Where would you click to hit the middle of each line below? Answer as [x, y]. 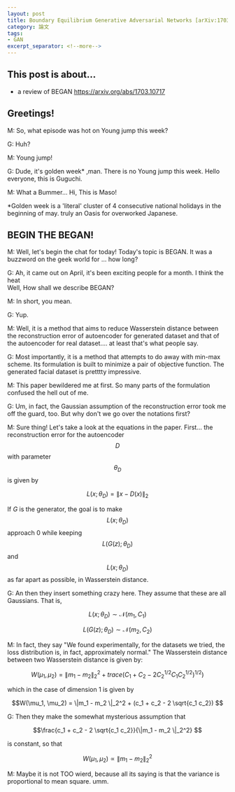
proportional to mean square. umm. [58, 781]
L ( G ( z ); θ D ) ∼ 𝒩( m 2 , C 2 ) [117, 631]
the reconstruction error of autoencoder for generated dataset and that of [113, 336]
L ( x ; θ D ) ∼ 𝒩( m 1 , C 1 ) [117, 615]
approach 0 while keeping [45, 532]
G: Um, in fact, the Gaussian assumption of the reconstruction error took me [117, 406]
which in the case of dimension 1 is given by [71, 690]
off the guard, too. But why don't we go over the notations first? [99, 414]
